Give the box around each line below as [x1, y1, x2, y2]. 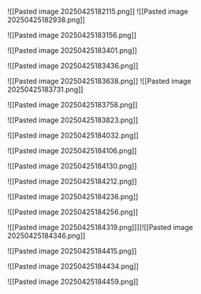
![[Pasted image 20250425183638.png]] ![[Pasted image [7, 77, 192, 85]
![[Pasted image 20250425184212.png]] [7, 177, 137, 186]
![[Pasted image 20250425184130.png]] [7, 161, 137, 171]
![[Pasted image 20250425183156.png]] [7, 31, 137, 40]
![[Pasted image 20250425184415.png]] [7, 247, 137, 255]
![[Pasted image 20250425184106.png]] [7, 146, 137, 155]
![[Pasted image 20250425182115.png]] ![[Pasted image [7, 7, 188, 16]
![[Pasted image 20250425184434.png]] [7, 262, 140, 271]
